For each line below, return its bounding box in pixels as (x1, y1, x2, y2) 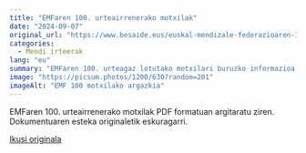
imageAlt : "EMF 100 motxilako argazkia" (9, 81, 166, 90)
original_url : (9, 30, 64, 39)
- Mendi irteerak (17, 47, 84, 56)
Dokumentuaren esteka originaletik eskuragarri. (9, 116, 189, 127)
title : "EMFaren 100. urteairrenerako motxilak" (9, 13, 198, 23)
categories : (9, 38, 55, 48)
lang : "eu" (9, 56, 51, 65)
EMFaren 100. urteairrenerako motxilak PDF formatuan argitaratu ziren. (9, 106, 275, 117)
